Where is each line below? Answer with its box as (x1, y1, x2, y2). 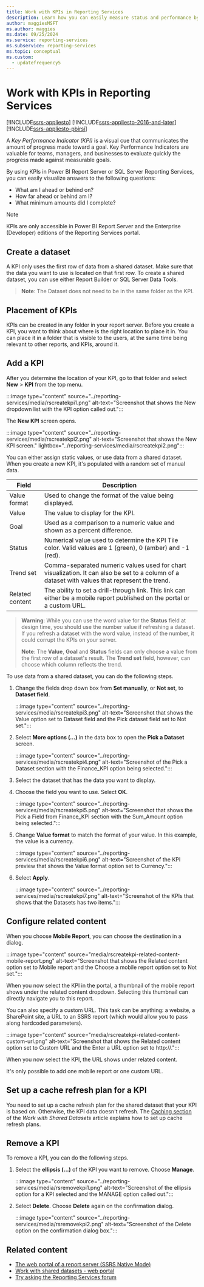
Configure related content (6, 916, 107, 926)
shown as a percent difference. (44, 526, 133, 534)
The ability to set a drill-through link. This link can (44, 586, 186, 594)
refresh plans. (6, 1121, 41, 1128)
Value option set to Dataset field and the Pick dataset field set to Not (15, 715, 186, 722)
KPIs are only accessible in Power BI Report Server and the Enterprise (6, 223, 181, 230)
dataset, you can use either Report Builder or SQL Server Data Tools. (6, 276, 178, 283)
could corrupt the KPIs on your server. (21, 636, 117, 643)
